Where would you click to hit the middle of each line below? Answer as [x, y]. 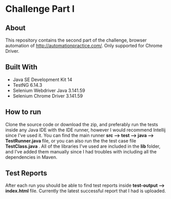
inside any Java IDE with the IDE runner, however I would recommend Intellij [85, 130]
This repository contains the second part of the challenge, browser [76, 40]
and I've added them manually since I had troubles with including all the [81, 151]
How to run [23, 112]
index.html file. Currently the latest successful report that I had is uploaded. [85, 191]
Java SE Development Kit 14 [42, 79]
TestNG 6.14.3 [27, 85]
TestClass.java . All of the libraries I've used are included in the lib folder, [83, 146]
